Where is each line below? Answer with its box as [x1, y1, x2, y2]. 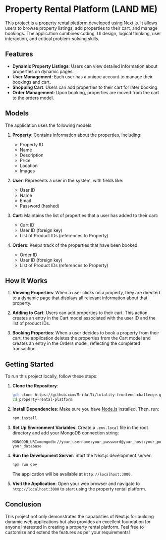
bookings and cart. [12, 79, 51, 85]
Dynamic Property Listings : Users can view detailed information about [12, 63, 158, 69]
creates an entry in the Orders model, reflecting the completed [12, 340, 140, 346]
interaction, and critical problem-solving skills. [5, 36, 100, 42]
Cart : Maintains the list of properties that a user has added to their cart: [12, 212, 159, 218]
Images [19, 167, 35, 174]
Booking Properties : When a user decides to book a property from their [12, 330, 160, 336]
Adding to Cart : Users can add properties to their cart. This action [12, 310, 148, 316]
